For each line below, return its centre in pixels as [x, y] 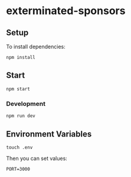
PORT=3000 [18, 169]
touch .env [19, 147]
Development [26, 103]
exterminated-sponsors [66, 11]
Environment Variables [49, 134]
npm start [18, 89]
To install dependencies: [36, 46]
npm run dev [21, 116]
